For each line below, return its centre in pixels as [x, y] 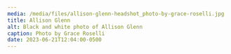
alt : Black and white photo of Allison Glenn [75, 27]
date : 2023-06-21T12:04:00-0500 [54, 40]
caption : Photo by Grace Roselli [56, 33]
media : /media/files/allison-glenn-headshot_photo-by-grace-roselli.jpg [116, 14]
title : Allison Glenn [39, 20]
